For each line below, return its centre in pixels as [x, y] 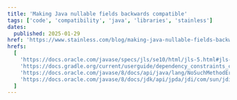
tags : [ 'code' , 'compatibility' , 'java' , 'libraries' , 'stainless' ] [110, 20]
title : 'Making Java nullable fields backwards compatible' [98, 14]
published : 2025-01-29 [47, 33]
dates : [17, 27]
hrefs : [17, 46]
